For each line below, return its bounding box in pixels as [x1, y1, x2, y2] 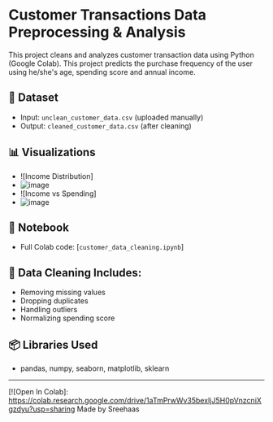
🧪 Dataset [8, 91, 59, 105]
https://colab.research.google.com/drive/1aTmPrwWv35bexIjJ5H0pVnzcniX [8, 396, 262, 405]
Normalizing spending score [19, 313, 115, 323]
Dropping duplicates [19, 296, 89, 306]
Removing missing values [19, 287, 106, 298]
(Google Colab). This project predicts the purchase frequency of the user [8, 59, 253, 68]
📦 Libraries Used [8, 337, 98, 351]
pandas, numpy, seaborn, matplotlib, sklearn [19, 363, 170, 373]
